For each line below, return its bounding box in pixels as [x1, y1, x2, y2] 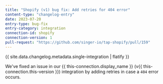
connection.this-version [5, 68, 54, 74]
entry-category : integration [5, 26, 66, 31]
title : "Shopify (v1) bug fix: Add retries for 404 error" [5, 7, 131, 12]
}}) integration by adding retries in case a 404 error [55, 68, 159, 74]
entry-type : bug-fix [5, 21, 48, 26]
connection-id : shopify [5, 30, 55, 35]
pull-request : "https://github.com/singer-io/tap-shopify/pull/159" [5, 40, 151, 45]
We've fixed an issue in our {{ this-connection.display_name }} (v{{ [5, 63, 143, 69]
